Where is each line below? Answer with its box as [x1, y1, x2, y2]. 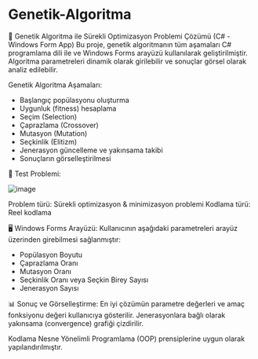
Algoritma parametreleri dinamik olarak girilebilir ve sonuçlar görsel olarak [8, 57, 247, 66]
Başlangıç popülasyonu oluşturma [19, 95, 129, 104]
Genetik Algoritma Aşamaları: [8, 80, 103, 90]
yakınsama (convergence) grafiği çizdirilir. [8, 318, 144, 328]
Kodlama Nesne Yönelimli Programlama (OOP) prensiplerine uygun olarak [8, 334, 245, 343]
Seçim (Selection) [19, 112, 78, 121]
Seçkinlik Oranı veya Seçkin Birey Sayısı [19, 275, 149, 284]
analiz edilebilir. [8, 64, 59, 74]
